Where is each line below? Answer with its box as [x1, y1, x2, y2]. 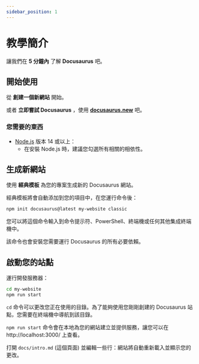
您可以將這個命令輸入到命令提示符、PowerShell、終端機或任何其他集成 [6, 218, 181, 225]
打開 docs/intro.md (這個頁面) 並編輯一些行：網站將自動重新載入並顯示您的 [6, 344, 192, 351]
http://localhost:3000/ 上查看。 [6, 331, 83, 338]
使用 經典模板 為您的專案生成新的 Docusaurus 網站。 [6, 181, 137, 189]
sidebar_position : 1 [6, 8, 58, 15]
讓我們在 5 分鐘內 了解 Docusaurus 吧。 [6, 58, 106, 65]
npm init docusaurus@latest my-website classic [6, 206, 128, 212]
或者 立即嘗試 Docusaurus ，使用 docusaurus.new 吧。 [6, 106, 146, 114]
